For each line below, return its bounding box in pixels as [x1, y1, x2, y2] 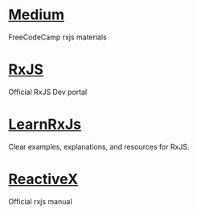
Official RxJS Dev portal [8, 87, 88, 97]
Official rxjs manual [8, 196, 72, 206]
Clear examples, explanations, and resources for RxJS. [8, 142, 190, 151]
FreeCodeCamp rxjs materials [8, 32, 107, 42]
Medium [8, 6, 64, 24]
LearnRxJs [8, 115, 82, 134]
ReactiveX [8, 171, 79, 188]
